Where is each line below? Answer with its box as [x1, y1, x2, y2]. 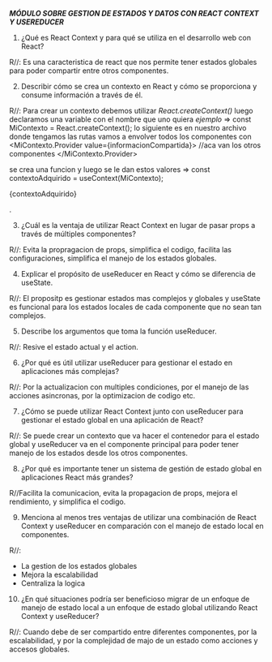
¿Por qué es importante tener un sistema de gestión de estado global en [20, 464, 262, 473]
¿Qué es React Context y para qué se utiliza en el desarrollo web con [20, 33, 252, 42]
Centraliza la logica [20, 578, 86, 588]
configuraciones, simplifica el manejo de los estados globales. [9, 253, 217, 263]
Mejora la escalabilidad [20, 570, 99, 579]
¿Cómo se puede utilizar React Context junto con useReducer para [20, 406, 244, 416]
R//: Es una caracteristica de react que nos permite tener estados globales [9, 58, 257, 67]
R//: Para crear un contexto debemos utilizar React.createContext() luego [9, 106, 253, 115]
